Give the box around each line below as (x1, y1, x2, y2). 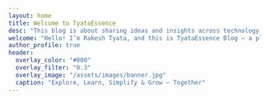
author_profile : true (8, 42, 81, 49)
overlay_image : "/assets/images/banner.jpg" (15, 71, 167, 79)
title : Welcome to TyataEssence (8, 19, 116, 27)
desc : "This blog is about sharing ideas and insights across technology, (8, 26, 263, 34)
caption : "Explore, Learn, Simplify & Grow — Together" (15, 78, 206, 86)
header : (8, 49, 34, 57)
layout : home (8, 11, 52, 20)
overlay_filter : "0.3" (15, 64, 91, 72)
